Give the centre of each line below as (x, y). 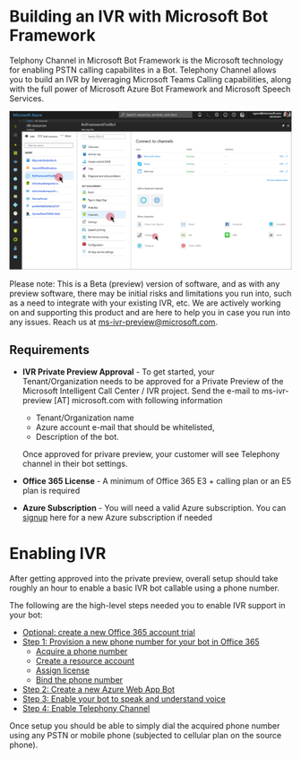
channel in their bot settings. (75, 463)
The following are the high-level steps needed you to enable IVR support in (147, 605)
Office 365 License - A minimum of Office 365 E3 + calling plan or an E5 (156, 480)
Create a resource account (85, 660)
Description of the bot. (77, 436)
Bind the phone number (79, 679)
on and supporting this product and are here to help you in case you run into (150, 312)
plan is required (51, 490)
